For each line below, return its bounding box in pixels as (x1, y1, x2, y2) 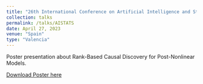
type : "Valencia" (6, 37, 50, 43)
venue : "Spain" (6, 31, 45, 37)
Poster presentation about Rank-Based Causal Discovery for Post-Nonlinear (6, 53, 195, 60)
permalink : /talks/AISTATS (6, 20, 74, 26)
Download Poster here (6, 71, 62, 78)
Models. (6, 59, 27, 67)
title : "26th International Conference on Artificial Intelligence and (6, 8, 190, 15)
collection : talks (6, 14, 53, 20)
